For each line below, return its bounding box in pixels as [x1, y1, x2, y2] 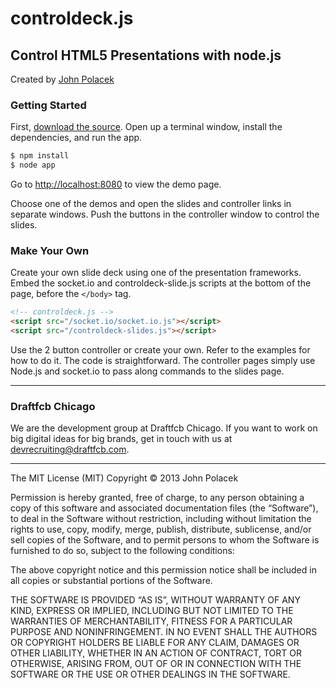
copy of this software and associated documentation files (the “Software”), [10, 502, 319, 514]
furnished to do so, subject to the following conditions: [10, 545, 235, 557]
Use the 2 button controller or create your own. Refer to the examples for [10, 343, 311, 356]
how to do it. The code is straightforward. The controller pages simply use [10, 354, 316, 366]
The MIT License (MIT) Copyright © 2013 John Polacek [10, 472, 239, 484]
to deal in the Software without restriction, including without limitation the [10, 513, 312, 525]
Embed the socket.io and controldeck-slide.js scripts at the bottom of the [10, 277, 312, 289]
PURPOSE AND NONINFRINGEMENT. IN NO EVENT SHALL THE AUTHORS [10, 626, 318, 638]
